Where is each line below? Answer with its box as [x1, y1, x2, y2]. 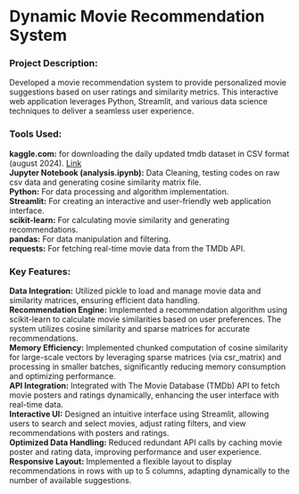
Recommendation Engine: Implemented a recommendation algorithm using [9, 305, 288, 316]
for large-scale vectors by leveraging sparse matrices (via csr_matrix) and [9, 352, 282, 363]
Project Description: [9, 57, 98, 70]
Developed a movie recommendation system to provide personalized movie [9, 78, 287, 88]
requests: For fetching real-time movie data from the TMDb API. [9, 243, 245, 253]
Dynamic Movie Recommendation [9, 6, 265, 27]
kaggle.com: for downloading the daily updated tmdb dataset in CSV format [9, 148, 290, 159]
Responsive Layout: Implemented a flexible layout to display [9, 457, 232, 467]
